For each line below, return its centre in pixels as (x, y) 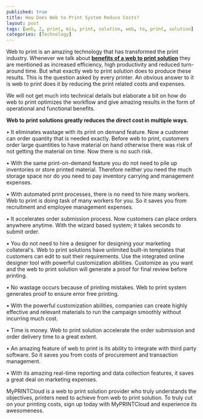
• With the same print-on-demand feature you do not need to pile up (92, 163)
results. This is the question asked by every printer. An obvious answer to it (100, 78)
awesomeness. (25, 411)
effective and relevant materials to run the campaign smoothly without (94, 312)
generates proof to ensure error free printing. (63, 294)
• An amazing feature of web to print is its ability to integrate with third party (101, 349)
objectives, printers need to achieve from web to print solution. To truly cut (99, 398)
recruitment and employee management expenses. (70, 207)
